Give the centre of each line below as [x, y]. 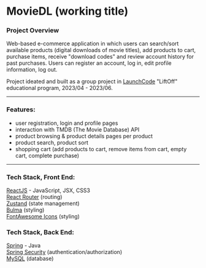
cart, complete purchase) [47, 155]
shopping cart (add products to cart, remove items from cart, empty [101, 149]
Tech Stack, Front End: [41, 177]
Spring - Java [24, 245]
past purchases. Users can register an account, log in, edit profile [89, 63]
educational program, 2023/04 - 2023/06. [60, 88]
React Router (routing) [34, 197]
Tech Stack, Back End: [40, 232]
